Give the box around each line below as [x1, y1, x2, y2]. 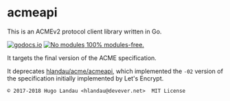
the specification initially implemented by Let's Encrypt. [7, 74, 164, 83]
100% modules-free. [86, 40, 144, 48]
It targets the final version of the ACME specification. [7, 53, 157, 62]
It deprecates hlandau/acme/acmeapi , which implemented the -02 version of [7, 67, 223, 75]
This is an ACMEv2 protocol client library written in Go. [7, 27, 162, 35]
